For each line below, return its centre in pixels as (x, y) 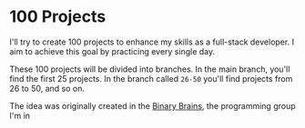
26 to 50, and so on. (47, 88)
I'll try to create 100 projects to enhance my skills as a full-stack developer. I (152, 42)
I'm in (20, 115)
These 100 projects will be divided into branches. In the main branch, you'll (150, 69)
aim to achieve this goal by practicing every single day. (112, 51)
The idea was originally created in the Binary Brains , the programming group (152, 105)
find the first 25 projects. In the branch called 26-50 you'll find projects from (151, 78)
